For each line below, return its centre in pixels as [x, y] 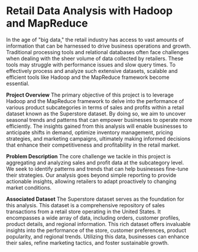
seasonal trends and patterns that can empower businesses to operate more [99, 120]
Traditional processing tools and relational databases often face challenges [98, 52]
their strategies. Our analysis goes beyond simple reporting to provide [91, 175]
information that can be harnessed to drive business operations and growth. [99, 46]
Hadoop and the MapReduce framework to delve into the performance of [95, 101]
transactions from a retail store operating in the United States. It [84, 211]
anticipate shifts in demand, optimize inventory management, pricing [90, 132]
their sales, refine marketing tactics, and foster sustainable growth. [87, 243]
